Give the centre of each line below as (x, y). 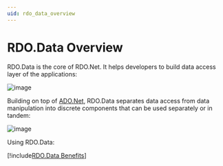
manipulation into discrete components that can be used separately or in (110, 108)
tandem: (19, 115)
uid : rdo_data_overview (41, 13)
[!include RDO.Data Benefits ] (47, 155)
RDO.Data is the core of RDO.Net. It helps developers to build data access (112, 67)
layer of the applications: (42, 74)
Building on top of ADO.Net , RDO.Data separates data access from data (108, 101)
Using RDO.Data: (31, 142)
